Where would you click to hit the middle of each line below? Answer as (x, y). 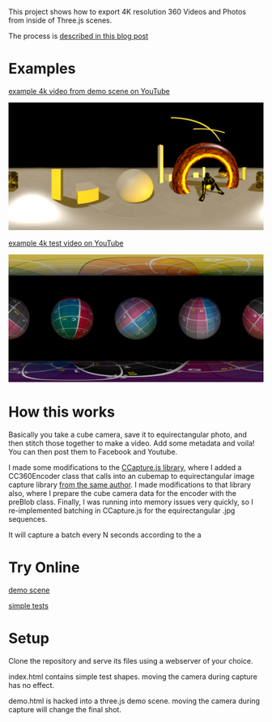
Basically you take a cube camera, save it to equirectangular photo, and (127, 434)
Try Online (44, 568)
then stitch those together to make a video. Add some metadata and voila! (132, 443)
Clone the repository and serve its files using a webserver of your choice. (131, 660)
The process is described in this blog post (79, 36)
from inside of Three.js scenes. (60, 20)
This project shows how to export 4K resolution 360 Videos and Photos (127, 12)
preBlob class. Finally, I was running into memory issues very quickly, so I (131, 502)
